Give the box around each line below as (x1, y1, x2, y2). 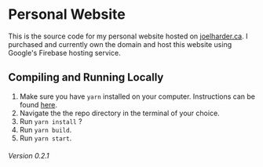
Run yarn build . (19, 125, 72, 134)
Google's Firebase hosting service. (8, 48, 121, 57)
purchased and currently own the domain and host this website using (8, 39, 232, 49)
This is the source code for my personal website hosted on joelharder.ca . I (8, 31, 248, 41)
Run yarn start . (19, 133, 72, 143)
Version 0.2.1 (8, 151, 49, 161)
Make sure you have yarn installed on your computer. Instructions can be (19, 92, 256, 101)
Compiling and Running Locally (8, 71, 164, 84)
